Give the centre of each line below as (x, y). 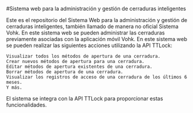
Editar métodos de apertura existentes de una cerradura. (79, 67)
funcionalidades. (27, 105)
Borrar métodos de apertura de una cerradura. (65, 72)
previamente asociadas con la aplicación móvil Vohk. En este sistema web (97, 39)
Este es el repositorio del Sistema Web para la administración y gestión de (97, 20)
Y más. (14, 87)
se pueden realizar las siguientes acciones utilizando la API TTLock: (89, 45)
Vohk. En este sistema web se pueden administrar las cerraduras (86, 33)
